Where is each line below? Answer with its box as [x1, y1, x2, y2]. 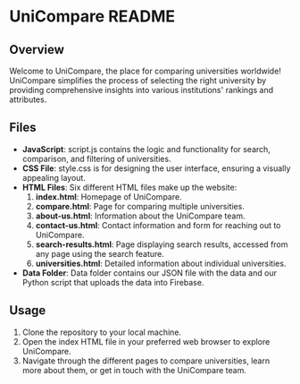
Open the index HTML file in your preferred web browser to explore [21, 336, 271, 346]
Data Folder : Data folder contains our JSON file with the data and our [21, 267, 277, 278]
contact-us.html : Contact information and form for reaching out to [35, 219, 281, 230]
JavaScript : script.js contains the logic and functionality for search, [21, 143, 271, 154]
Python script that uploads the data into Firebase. [21, 277, 204, 287]
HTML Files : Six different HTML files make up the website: [21, 182, 237, 192]
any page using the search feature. [35, 248, 165, 259]
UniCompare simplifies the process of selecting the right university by [9, 75, 267, 86]
